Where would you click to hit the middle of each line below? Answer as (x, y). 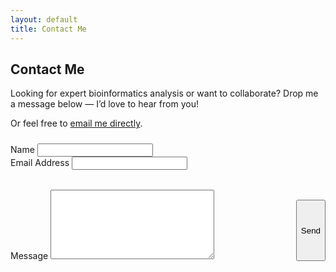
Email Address (40, 163)
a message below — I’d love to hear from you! (104, 104)
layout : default (44, 19)
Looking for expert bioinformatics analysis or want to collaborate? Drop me (164, 93)
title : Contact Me (48, 29)
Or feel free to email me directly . (76, 123)
